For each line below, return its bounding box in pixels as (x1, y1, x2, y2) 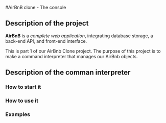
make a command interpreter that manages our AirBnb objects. (5, 53, 138, 59)
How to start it (5, 84, 41, 91)
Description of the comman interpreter (5, 68, 131, 77)
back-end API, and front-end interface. (5, 38, 87, 44)
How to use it (5, 97, 38, 104)
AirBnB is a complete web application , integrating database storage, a (5, 33, 153, 39)
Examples (5, 111, 31, 118)
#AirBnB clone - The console (5, 5, 66, 10)
